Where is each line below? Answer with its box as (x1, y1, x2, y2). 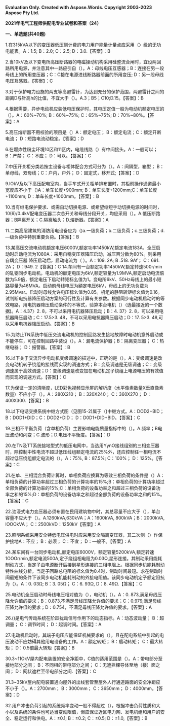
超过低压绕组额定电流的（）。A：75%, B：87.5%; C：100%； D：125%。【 (5, 455, 158, 461)
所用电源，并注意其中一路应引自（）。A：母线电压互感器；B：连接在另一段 (9, 65, 164, 71)
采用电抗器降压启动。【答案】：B (9, 321, 75, 327)
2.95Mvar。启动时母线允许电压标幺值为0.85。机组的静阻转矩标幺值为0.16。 (5, 289, 162, 295)
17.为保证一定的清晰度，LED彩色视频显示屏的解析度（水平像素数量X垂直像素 (5, 385, 163, 391)
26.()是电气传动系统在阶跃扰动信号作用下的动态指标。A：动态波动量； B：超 (5, 615, 164, 621)
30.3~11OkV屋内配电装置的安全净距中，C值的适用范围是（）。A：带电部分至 (5, 655, 163, 662)
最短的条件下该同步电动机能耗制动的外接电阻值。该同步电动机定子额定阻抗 (9, 574, 165, 580)
